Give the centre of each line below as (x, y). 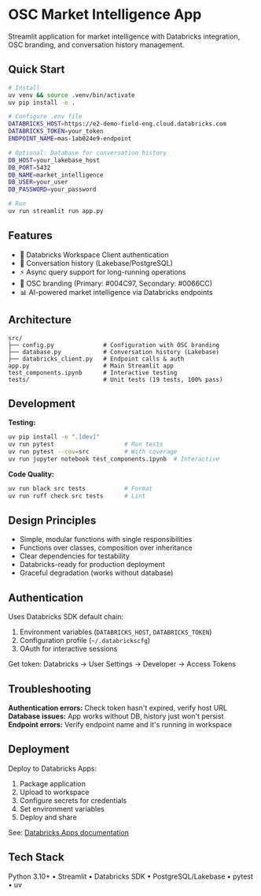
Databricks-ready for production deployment (92, 565)
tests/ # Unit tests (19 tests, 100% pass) (116, 379)
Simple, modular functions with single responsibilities (106, 539)
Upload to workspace (54, 792)
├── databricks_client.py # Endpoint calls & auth (96, 359)
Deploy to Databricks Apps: (53, 768)
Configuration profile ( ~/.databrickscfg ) (85, 640)
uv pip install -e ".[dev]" (54, 437)
